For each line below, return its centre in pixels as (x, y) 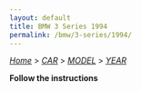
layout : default (40, 18)
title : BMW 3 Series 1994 (58, 26)
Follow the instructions (54, 78)
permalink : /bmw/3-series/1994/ (70, 35)
